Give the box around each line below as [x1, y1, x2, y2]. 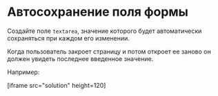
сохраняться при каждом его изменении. [7, 34, 130, 42]
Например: [7, 68, 40, 76]
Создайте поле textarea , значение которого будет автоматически [7, 27, 202, 35]
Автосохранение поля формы [7, 4, 188, 20]
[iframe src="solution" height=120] [7, 81, 106, 89]
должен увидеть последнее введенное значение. [7, 54, 154, 62]
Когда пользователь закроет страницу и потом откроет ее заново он [7, 47, 212, 56]
